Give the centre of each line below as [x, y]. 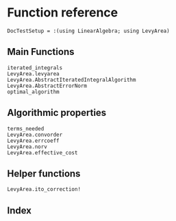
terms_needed [26, 128]
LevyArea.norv [27, 147]
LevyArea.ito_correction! [44, 189]
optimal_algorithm [33, 92]
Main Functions [41, 52]
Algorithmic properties [57, 113]
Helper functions [44, 173]
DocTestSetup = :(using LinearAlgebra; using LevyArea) [88, 31]
